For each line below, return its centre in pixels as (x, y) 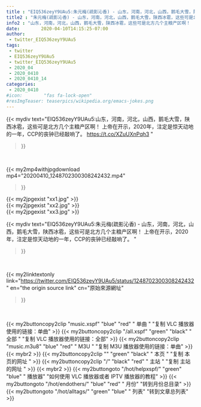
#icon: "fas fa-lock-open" (49, 95)
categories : (21, 85)
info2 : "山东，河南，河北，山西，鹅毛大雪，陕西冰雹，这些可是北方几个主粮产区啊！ (98, 23)
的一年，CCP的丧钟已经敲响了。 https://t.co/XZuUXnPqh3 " (80, 134)
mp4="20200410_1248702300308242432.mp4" (66, 175)
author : (16, 34)
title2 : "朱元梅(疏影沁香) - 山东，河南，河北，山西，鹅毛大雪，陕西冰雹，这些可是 (100, 17)
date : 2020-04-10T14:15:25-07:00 (57, 29)
